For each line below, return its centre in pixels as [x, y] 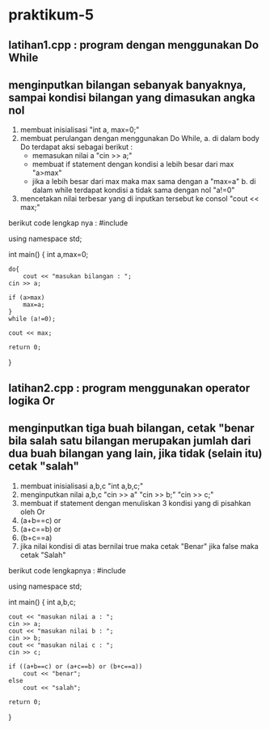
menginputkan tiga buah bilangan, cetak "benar [131, 429]
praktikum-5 [51, 15]
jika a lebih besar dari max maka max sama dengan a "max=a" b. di [144, 182]
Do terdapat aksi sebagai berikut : [76, 147]
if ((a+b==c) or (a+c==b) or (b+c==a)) [76, 667]
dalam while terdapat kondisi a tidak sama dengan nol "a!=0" [133, 190]
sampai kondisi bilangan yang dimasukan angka [132, 98]
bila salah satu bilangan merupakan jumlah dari [130, 441]
